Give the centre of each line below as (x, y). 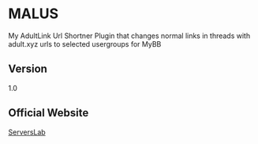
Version (28, 69)
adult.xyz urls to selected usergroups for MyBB (85, 44)
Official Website (49, 113)
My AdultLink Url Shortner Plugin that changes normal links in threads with (129, 36)
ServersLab (27, 132)
